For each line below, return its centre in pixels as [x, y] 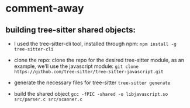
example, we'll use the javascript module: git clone [76, 66]
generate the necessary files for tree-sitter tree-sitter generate [92, 82]
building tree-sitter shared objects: [70, 30]
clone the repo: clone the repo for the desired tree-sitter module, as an [99, 60]
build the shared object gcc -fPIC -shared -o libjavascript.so [91, 94]
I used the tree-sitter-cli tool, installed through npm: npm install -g [95, 44]
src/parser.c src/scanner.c [48, 99]
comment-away [45, 8]
